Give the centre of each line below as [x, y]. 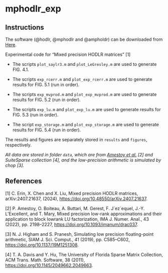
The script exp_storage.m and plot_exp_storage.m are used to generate [86, 124]
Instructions [25, 27]
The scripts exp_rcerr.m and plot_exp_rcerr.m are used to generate [82, 79]
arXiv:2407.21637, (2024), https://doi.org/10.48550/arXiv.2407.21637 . [76, 199]
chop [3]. [15, 165]
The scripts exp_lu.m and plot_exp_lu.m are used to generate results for [87, 109]
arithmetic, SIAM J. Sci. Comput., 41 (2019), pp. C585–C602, [68, 239]
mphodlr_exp [33, 9]
